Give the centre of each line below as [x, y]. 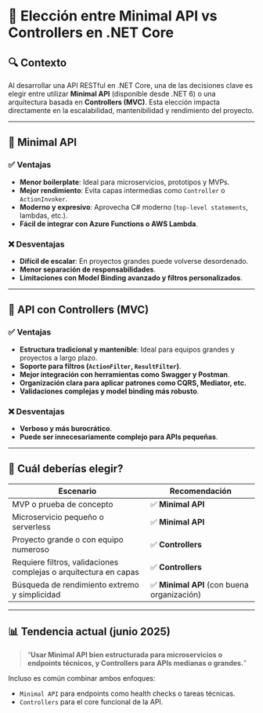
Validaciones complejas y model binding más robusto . [109, 391]
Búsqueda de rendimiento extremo [76, 584]
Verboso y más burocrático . [65, 428]
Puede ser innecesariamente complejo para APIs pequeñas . [119, 437]
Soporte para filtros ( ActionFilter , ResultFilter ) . [100, 366]
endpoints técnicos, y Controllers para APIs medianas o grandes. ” [137, 663]
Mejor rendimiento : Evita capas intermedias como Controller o [122, 190]
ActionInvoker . [43, 199]
